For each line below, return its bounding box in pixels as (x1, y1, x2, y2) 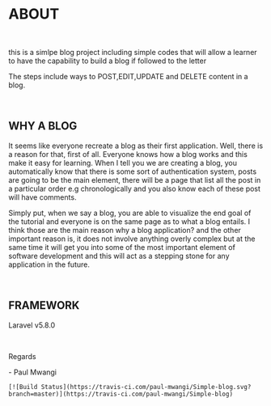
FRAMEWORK (8, 298, 80, 312)
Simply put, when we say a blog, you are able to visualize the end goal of (8, 208, 252, 218)
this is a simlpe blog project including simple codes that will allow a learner (8, 47, 257, 57)
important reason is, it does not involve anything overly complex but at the (8, 234, 256, 243)
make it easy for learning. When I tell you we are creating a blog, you (8, 158, 237, 167)
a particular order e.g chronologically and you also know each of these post (8, 184, 261, 193)
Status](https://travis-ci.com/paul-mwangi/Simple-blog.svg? (40, 383, 252, 391)
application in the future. (8, 260, 91, 269)
